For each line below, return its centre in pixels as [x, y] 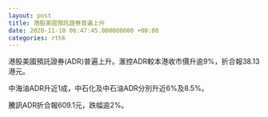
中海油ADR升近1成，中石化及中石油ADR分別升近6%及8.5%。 [108, 88]
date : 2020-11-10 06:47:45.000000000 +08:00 [84, 30]
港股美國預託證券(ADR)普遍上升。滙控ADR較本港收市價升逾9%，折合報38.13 [134, 61]
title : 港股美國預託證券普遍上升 [57, 23]
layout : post [30, 16]
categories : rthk [37, 38]
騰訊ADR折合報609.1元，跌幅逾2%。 [68, 105]
